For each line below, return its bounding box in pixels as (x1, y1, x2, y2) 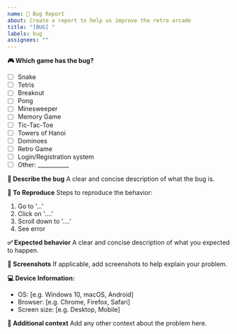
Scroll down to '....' (17, 217, 72, 225)
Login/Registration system (17, 153, 94, 161)
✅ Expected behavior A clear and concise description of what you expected (7, 238, 230, 246)
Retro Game (17, 144, 53, 153)
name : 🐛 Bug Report (7, 10, 65, 18)
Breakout (17, 89, 45, 97)
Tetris (17, 80, 35, 89)
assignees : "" (7, 37, 50, 44)
